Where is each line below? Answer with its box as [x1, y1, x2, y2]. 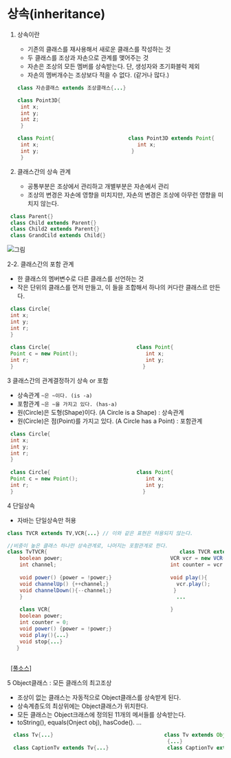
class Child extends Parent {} [10, 219, 97, 226]
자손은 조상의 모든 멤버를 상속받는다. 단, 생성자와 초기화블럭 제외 [27, 62, 200, 70]
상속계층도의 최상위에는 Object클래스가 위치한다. [16, 702, 148, 711]
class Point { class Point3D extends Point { [16, 135, 215, 142]
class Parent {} [10, 213, 54, 220]
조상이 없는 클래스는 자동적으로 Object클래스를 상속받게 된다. [16, 693, 181, 702]
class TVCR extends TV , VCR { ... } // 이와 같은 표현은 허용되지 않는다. [7, 530, 194, 537]
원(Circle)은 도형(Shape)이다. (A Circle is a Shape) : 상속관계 [16, 408, 184, 416]
